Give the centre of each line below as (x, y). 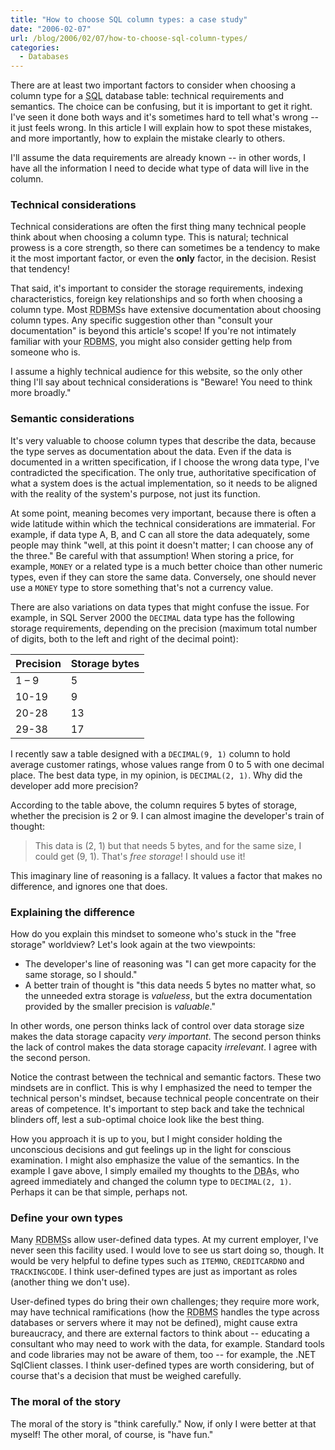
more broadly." (41, 393)
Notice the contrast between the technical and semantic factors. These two (166, 1077)
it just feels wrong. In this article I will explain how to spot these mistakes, (161, 128)
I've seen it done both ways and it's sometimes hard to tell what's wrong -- (165, 117)
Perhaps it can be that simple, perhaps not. (99, 1192)
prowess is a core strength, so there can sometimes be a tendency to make (165, 248)
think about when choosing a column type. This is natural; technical (149, 237)
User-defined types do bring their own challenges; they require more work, (165, 1302)
